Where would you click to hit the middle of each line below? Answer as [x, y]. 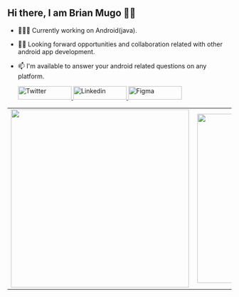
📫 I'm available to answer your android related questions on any [112, 66]
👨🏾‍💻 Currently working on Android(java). [77, 30]
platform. [31, 76]
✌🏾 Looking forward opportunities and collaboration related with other [120, 44]
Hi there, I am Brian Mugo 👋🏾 [72, 13]
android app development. [56, 51]
